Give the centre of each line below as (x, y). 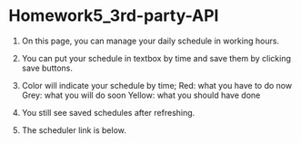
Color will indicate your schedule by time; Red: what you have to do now (157, 85)
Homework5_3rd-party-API (114, 16)
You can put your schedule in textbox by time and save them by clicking (156, 58)
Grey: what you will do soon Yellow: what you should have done (141, 95)
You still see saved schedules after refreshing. (108, 112)
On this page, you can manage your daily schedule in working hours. (150, 41)
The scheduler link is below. (74, 130)
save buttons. (47, 68)
